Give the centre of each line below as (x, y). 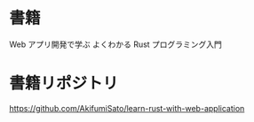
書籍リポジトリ (64, 84)
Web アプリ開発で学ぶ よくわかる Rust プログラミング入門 (115, 44)
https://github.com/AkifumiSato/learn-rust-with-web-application (127, 108)
